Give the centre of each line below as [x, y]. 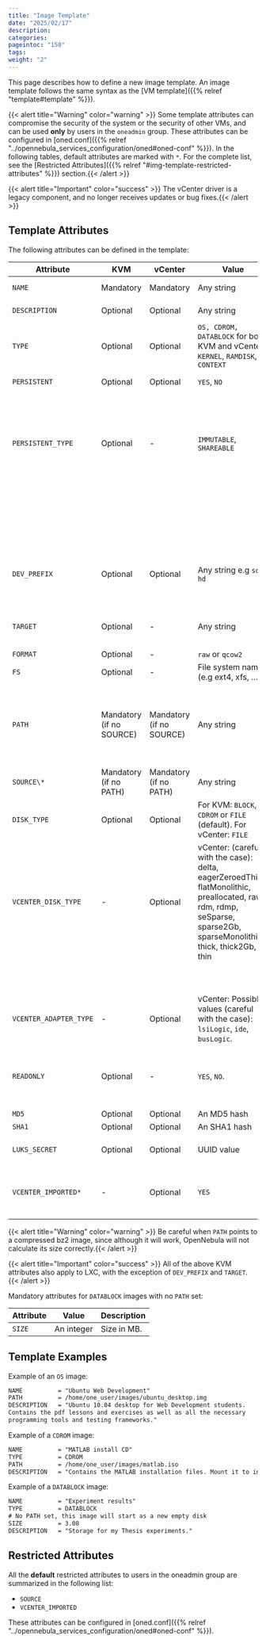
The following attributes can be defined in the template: [99, 250]
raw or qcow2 [220, 654]
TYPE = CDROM [46, 1457]
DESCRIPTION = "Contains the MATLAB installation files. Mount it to [129, 1472]
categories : [28, 38]
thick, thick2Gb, [227, 946]
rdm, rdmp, [218, 907]
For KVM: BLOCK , [227, 804]
